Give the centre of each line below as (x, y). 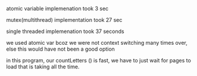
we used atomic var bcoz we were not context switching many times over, (97, 43)
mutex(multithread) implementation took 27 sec (64, 20)
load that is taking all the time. (43, 67)
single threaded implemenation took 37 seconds (65, 31)
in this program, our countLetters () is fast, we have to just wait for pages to (99, 60)
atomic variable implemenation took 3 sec (57, 9)
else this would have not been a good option (60, 49)
